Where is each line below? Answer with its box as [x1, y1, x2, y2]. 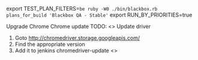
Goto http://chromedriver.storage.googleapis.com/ [14, 34, 140, 41]
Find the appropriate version [14, 41, 85, 48]
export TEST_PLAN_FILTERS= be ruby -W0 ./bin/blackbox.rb [6, 5, 158, 12]
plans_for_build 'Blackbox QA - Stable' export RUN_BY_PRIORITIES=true [6, 11, 193, 18]
